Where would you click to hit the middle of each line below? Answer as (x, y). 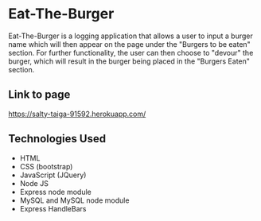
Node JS (34, 183)
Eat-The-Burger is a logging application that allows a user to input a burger (130, 36)
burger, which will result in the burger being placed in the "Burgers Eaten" (129, 61)
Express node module (55, 192)
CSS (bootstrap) (46, 166)
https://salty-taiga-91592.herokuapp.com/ (77, 114)
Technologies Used (57, 139)
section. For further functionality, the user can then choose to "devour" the (131, 52)
